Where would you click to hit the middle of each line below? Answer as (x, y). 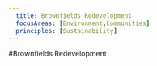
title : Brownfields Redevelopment (74, 16)
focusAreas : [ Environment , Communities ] (83, 23)
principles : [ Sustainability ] (66, 31)
